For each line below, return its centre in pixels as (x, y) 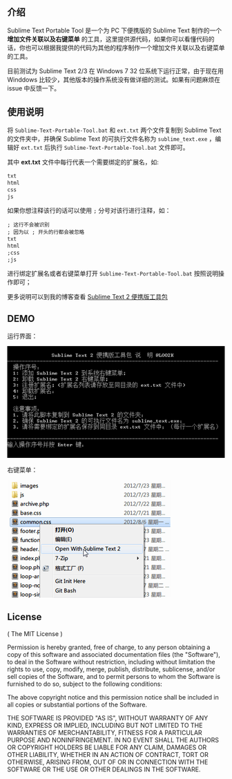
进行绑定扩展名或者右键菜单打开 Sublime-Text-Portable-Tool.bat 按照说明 (113, 273)
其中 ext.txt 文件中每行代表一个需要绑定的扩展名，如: (83, 162)
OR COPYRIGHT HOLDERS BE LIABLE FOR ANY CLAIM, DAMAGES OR (107, 747)
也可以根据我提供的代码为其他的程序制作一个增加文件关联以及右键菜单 (125, 48)
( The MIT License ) (35, 633)
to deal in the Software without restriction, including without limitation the (111, 662)
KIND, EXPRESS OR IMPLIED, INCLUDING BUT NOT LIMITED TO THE (105, 725)
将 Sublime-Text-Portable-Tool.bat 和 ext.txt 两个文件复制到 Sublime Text (114, 130)
